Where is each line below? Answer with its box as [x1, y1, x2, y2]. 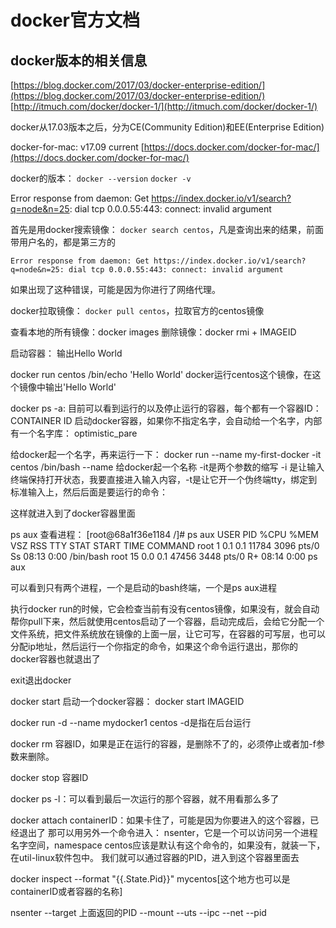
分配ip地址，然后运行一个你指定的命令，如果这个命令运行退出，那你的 [10, 641, 298, 652]
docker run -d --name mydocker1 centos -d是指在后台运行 [10, 717, 252, 728]
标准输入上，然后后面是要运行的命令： [10, 486, 168, 498]
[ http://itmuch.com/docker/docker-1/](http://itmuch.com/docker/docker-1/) [10, 101, 318, 112]
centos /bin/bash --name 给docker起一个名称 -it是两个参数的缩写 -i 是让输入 [10, 461, 325, 473]
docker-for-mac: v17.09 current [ [10, 141, 145, 153]
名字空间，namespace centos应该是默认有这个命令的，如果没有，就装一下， [10, 839, 326, 851]
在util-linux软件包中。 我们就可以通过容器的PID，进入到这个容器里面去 [10, 852, 300, 863]
